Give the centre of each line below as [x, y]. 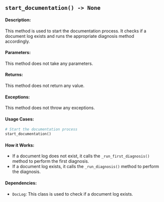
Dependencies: [21, 183]
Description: [18, 20]
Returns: [14, 75]
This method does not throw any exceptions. [50, 108]
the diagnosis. [26, 172]
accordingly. [18, 41]
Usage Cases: [20, 119]
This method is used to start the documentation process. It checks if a [76, 31]
